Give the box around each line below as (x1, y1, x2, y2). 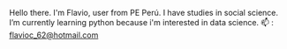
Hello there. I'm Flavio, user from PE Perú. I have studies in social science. (9, 8, 279, 17)
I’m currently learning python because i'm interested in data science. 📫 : (9, 17, 274, 27)
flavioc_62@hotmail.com (9, 30, 99, 40)
